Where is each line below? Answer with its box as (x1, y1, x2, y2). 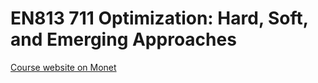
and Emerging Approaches (10, 28, 237, 51)
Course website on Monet (10, 61, 117, 73)
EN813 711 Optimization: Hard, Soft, (10, 7, 309, 30)
